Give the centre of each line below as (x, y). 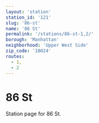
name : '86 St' (23, 28)
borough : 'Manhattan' (33, 40)
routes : (15, 56)
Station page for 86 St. (33, 114)
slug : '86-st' (23, 23)
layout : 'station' (28, 12)
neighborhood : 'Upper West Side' (47, 46)
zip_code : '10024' (28, 51)
